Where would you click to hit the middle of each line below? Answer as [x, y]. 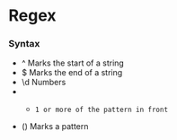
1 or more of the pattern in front [101, 110]
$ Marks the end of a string [72, 73]
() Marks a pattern [55, 127]
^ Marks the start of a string [73, 63]
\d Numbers [44, 83]
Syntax [24, 44]
